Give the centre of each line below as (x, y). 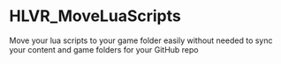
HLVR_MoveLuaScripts (95, 16)
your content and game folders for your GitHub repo (104, 49)
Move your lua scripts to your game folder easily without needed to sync (141, 40)
